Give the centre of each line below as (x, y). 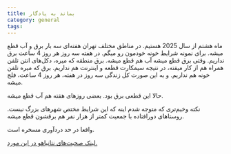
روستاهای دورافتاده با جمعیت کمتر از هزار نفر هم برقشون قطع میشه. (96, 116)
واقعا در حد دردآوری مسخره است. (51, 130)
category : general (33, 20)
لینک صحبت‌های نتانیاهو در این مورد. (52, 143)
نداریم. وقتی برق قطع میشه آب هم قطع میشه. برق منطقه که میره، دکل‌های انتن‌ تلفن (116, 60)
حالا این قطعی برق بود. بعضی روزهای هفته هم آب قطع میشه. (85, 96)
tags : (15, 26)
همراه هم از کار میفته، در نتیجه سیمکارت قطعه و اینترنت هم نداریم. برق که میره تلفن (115, 68)
